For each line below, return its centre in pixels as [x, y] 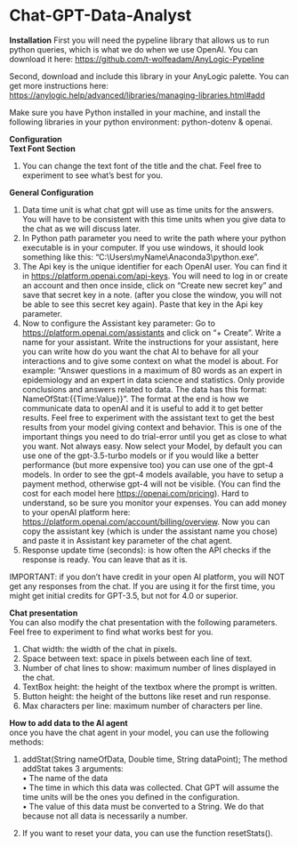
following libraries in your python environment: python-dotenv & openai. [141, 122]
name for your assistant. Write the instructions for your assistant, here [150, 342]
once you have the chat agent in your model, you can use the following [139, 732]
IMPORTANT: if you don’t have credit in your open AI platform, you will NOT [147, 577]
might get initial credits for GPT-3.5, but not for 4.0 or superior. [124, 595]
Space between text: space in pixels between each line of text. [137, 658]
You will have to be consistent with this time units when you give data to [154, 219]
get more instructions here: [59, 85]
